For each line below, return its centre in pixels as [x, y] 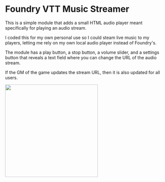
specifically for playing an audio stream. [46, 28]
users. [12, 77]
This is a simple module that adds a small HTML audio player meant [74, 23]
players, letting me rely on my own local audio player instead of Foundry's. [81, 42]
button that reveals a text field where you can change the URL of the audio [81, 57]
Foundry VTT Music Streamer [67, 9]
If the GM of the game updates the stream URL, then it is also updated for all [83, 72]
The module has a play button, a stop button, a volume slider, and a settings [82, 52]
